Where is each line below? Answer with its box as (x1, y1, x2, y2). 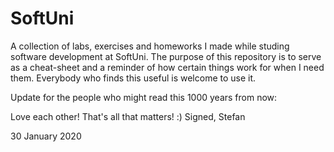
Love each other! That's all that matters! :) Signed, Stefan (10, 110, 246, 122)
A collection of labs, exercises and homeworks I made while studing (10, 40, 290, 52)
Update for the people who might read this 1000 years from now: (10, 91, 278, 103)
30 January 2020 (10, 130, 82, 142)
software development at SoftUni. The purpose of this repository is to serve (10, 50, 322, 62)
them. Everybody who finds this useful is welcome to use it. (10, 72, 257, 84)
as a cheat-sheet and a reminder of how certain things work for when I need (10, 61, 325, 73)
